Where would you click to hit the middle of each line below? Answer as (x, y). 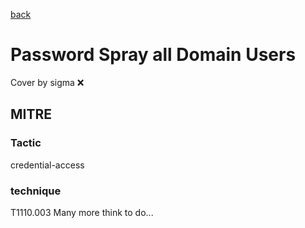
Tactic (26, 143)
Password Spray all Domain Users (153, 55)
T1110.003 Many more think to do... (82, 212)
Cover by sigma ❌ (47, 82)
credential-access (47, 165)
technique (36, 191)
